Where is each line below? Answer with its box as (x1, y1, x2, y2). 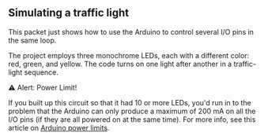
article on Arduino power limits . (8, 123, 110, 132)
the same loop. (8, 35, 57, 45)
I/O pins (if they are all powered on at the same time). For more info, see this (8, 114, 256, 124)
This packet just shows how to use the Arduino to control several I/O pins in (8, 27, 255, 36)
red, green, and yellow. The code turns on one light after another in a (8, 59, 232, 68)
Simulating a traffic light (8, 6, 130, 20)
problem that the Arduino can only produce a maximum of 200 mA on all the (8, 106, 256, 116)
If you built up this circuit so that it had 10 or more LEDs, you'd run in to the (8, 98, 251, 107)
